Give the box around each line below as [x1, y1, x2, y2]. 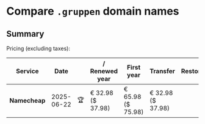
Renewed [90, 67, 118, 75]
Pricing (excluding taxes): [6, 45, 71, 52]
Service [16, 67, 39, 75]
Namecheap [9, 97, 46, 104]
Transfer [149, 67, 176, 75]
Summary [6, 29, 45, 39]
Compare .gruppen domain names [6, 4, 179, 18]
